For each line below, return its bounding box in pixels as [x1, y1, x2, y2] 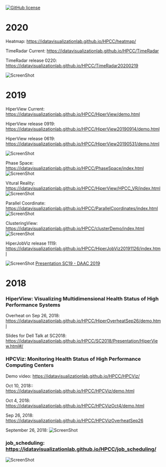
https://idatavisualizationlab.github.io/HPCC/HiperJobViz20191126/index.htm [5, 245, 161, 252]
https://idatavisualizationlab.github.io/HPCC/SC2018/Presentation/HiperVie [5, 338, 158, 344]
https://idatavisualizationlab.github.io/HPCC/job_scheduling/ [5, 445, 157, 452]
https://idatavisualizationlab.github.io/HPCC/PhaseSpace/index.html [5, 165, 144, 171]
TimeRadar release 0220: [5, 57, 57, 63]
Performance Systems [5, 301, 61, 308]
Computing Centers [5, 362, 54, 369]
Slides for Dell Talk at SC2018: [5, 333, 67, 339]
